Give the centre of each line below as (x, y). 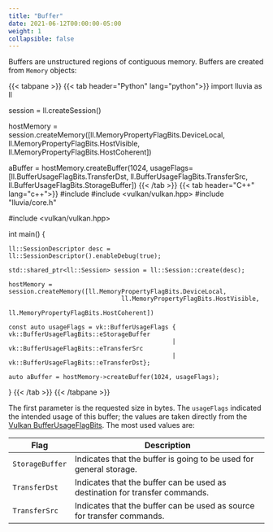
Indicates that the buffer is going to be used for (164, 459)
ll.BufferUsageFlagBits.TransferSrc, (189, 177)
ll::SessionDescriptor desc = (60, 249)
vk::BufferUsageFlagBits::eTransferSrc (76, 349)
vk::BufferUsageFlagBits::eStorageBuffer (80, 334)
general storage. (106, 469)
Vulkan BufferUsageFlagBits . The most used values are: (102, 425)
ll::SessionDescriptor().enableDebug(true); (85, 256)
